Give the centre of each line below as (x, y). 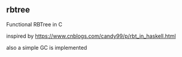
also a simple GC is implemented (47, 47)
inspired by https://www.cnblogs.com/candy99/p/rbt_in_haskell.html (91, 36)
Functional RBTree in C (34, 24)
